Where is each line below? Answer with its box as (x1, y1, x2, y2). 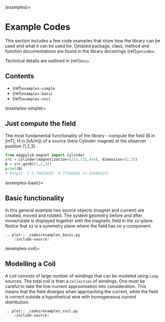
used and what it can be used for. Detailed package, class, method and (5, 43, 149, 49)
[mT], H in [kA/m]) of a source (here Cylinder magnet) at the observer (5, 138, 147, 143)
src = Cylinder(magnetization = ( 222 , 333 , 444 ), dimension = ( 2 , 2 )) (5, 157, 138, 162)
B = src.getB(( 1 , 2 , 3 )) (5, 162, 52, 167)
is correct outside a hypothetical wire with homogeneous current (5, 293, 136, 300)
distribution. (5, 299, 30, 305)
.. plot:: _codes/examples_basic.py (5, 232, 80, 237)
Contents (5, 72, 34, 80)
